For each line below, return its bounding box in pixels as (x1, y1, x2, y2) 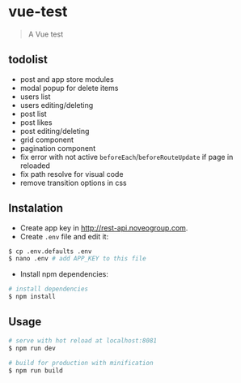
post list (19, 109, 47, 118)
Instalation (8, 201, 63, 215)
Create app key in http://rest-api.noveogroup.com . (19, 222, 188, 233)
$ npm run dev (8, 344, 57, 352)
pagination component (19, 143, 95, 153)
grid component (19, 135, 74, 144)
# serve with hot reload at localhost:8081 (8, 336, 158, 345)
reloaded (19, 161, 51, 170)
